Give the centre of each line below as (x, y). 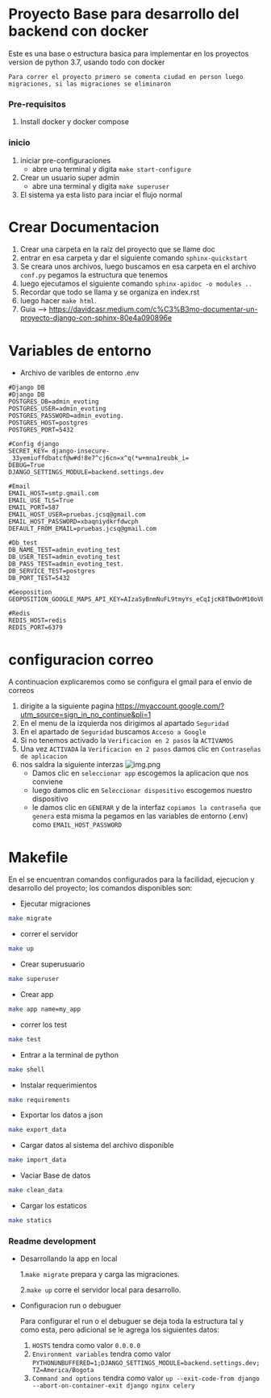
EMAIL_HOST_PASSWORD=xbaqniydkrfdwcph (73, 522)
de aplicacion (44, 757)
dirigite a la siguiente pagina (67, 706)
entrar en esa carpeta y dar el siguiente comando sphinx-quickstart (133, 258)
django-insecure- (81, 451)
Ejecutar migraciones (55, 903)
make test (25, 1039)
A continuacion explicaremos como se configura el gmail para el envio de (130, 682)
